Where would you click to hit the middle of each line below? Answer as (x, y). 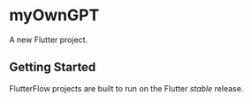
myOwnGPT (54, 15)
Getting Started (53, 67)
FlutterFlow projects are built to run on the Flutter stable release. (126, 88)
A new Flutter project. (49, 40)
